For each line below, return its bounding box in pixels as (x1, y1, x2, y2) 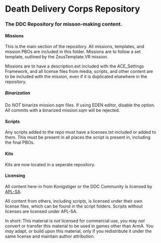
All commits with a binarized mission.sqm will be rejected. (5, 107, 120, 113)
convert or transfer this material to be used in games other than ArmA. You (5, 223, 154, 229)
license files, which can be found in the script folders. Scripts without (5, 203, 143, 209)
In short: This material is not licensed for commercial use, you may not (5, 218, 145, 224)
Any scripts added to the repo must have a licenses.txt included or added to (5, 129, 156, 135)
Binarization (5, 90, 30, 96)
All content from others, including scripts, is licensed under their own (5, 198, 143, 204)
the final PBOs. (5, 139, 35, 145)
